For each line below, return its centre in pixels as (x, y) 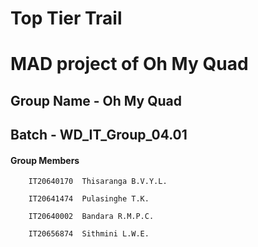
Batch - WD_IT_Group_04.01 (99, 135)
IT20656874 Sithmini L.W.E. (89, 234)
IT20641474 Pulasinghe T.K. (89, 199)
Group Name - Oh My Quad (96, 100)
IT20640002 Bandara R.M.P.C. (91, 217)
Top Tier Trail (66, 18)
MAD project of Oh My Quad (129, 64)
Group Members (45, 160)
